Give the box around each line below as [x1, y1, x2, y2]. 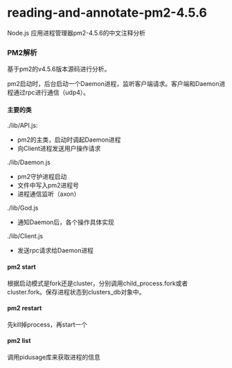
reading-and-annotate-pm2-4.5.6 [7, 5, 208, 21]
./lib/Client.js [7, 232, 44, 240]
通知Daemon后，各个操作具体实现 [17, 218, 114, 226]
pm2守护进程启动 [17, 172, 67, 181]
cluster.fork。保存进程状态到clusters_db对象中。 [7, 287, 145, 296]
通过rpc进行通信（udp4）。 [12, 88, 90, 97]
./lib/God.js [7, 203, 39, 212]
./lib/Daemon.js [7, 158, 51, 167]
